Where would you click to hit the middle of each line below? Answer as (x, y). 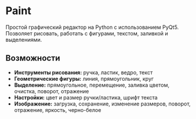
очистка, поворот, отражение (51, 91)
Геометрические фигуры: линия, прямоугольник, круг (84, 78)
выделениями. (24, 39)
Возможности (33, 58)
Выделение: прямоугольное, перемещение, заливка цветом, (92, 85)
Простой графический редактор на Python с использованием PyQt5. (92, 27)
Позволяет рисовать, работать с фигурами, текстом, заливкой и (87, 33)
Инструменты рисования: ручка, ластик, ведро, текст (83, 72)
